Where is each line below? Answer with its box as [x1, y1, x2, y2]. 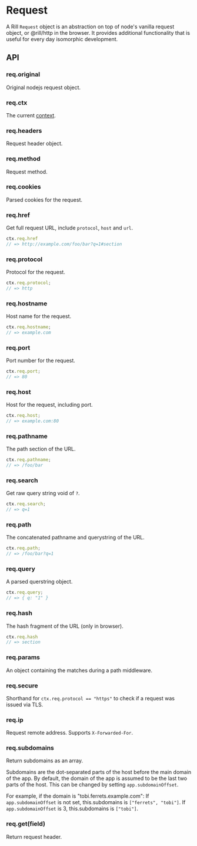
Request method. [6, 168, 48, 175]
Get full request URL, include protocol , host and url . [6, 225, 133, 232]
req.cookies [6, 183, 41, 191]
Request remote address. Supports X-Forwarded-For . [6, 729, 133, 736]
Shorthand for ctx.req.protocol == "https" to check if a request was [6, 694, 175, 702]
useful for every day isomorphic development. [6, 35, 118, 42]
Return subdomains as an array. [6, 757, 84, 764]
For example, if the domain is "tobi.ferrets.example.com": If [6, 792, 149, 799]
